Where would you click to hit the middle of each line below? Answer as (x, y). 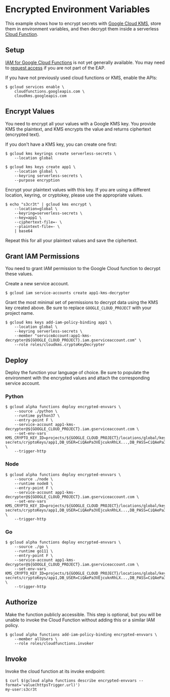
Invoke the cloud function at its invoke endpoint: (55, 671)
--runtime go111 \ (34, 551)
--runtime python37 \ (37, 416)
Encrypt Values (30, 111)
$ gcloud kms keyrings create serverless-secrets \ (61, 153)
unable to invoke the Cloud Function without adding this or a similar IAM (80, 620)
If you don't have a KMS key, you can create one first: (61, 144)
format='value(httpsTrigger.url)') (43, 685)
